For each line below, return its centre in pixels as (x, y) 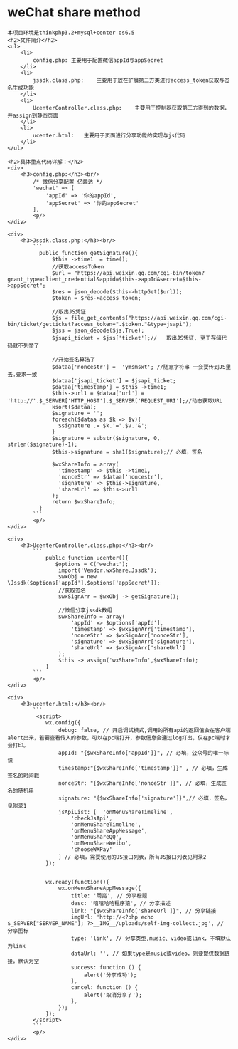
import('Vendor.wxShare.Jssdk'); (108, 570)
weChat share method (74, 12)
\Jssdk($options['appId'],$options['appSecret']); (84, 583)
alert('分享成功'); (110, 975)
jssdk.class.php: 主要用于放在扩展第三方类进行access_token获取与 (129, 80)
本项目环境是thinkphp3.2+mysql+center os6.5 (71, 33)
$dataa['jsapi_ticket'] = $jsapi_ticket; (114, 381)
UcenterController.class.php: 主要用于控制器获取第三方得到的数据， (131, 108)
